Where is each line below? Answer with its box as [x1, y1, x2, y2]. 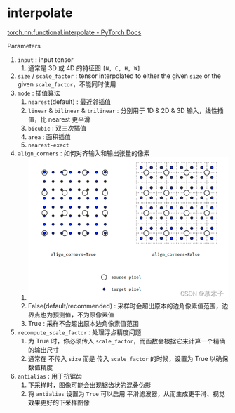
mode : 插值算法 [17, 88, 61, 97]
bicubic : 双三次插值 [27, 124, 86, 132]
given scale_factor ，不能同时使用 [17, 79, 116, 88]
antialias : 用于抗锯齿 [17, 372, 83, 381]
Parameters [7, 41, 41, 50]
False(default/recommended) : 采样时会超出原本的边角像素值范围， [27, 302, 222, 310]
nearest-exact [27, 142, 69, 149]
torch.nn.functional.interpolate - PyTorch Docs [7, 28, 142, 37]
